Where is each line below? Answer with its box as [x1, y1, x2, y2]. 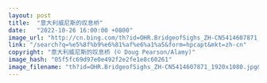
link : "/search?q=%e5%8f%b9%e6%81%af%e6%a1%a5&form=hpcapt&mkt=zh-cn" [8, 41, 247, 49]
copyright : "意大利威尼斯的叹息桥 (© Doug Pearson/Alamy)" [8, 48, 196, 56]
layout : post [8, 11, 52, 20]
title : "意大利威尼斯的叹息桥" [8, 19, 103, 27]
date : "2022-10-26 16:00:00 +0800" [8, 26, 133, 34]
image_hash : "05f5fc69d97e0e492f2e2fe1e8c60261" [8, 56, 172, 64]
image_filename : [8, 63, 62, 71]
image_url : [8, 33, 44, 42]
